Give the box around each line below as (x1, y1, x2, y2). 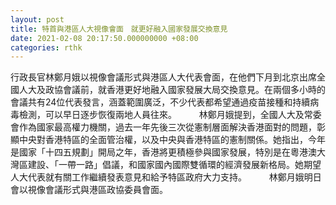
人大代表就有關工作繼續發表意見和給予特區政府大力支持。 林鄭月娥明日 (10, 171, 322, 183)
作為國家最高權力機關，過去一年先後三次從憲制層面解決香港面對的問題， (18, 121, 317, 133)
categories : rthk (10, 42, 83, 53)
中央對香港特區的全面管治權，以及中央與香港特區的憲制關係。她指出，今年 (18, 134, 326, 146)
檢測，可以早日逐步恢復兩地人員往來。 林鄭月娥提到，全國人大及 (18, 109, 305, 121)
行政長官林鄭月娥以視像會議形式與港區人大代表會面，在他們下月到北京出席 (10, 71, 317, 83)
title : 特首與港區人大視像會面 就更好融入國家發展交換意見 (10, 24, 228, 34)
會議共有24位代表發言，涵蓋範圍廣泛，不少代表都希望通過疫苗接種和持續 (10, 96, 311, 108)
